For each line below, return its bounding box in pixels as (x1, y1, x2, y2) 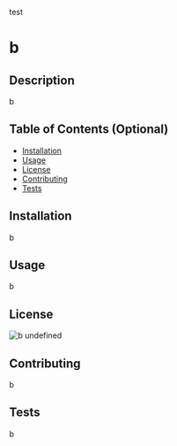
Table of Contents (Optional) (9, 122, 169, 137)
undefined (25, 330, 63, 341)
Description (9, 73, 75, 88)
